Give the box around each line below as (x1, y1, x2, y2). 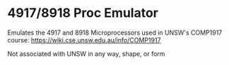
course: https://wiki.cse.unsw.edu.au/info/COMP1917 (7, 35, 161, 44)
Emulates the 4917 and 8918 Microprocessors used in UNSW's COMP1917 (7, 28, 223, 37)
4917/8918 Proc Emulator (7, 5, 159, 21)
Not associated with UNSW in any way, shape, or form (7, 49, 165, 58)
